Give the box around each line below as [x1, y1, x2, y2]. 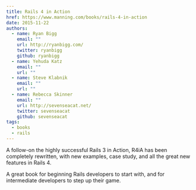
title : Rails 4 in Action [6, 8, 70, 15]
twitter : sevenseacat [17, 108, 70, 114]
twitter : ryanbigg [17, 47, 62, 53]
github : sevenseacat [17, 113, 68, 119]
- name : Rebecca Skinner [11, 91, 73, 97]
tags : [6, 119, 20, 125]
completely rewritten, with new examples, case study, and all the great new [6, 153, 191, 160]
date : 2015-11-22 [6, 20, 49, 26]
